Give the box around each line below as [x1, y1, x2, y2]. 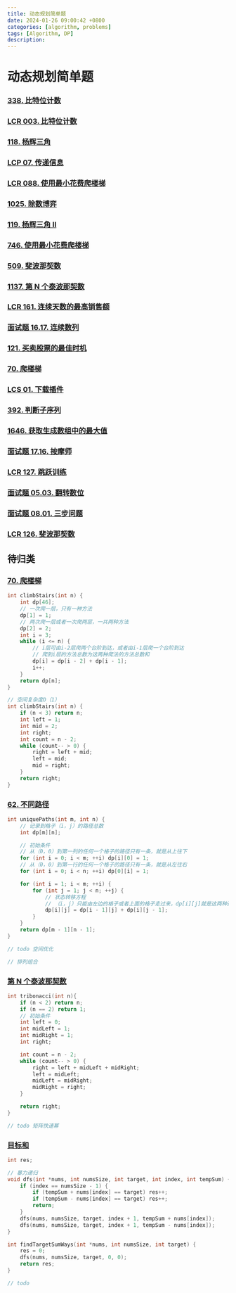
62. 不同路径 [7, 799, 50, 809]
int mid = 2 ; [20, 722, 58, 730]
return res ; [20, 1261, 55, 1268]
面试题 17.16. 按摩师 [7, 446, 72, 456]
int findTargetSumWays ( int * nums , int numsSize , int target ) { [7, 1241, 197, 1248]
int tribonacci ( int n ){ [7, 993, 77, 1000]
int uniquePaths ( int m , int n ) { [7, 815, 105, 823]
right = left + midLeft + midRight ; [32, 1064, 140, 1071]
